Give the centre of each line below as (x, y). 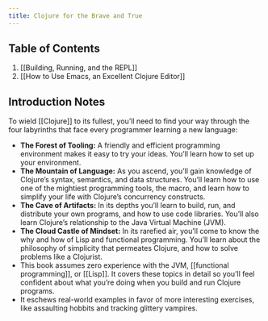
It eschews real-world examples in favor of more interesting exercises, (137, 300)
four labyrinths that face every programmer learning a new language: (123, 130)
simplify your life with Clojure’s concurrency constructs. (113, 197)
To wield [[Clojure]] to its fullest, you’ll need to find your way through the (129, 121)
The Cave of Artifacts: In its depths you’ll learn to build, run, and (128, 206)
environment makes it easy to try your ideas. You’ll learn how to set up (137, 154)
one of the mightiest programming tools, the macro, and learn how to (135, 188)
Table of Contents (54, 49)
